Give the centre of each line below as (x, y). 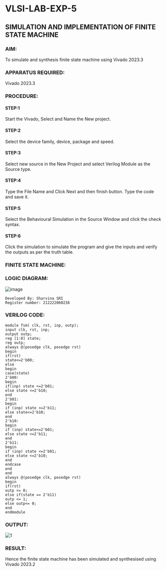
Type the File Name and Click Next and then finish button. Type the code (80, 191)
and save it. (17, 197)
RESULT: (16, 548)
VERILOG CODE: (25, 315)
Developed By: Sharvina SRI (34, 298)
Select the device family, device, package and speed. (60, 142)
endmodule (15, 512)
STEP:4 (13, 180)
